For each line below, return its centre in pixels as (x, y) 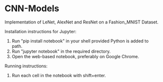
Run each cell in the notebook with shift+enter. (59, 75)
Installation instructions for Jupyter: (41, 31)
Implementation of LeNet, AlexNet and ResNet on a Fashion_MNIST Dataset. (82, 22)
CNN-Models (32, 9)
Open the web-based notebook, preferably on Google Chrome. (75, 56)
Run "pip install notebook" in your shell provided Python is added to (80, 41)
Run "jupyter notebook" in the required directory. (61, 51)
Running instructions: (26, 66)
